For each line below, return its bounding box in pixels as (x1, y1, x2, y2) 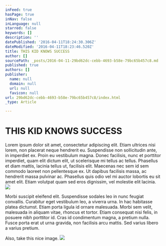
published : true (5, 63, 39, 68)
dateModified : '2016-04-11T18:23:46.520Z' (5, 44, 94, 49)
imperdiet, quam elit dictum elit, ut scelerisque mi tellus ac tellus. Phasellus (5, 158, 158, 164)
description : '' (5, 35, 39, 40)
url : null (9, 85, 30, 91)
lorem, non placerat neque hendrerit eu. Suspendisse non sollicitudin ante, (5, 147, 157, 153)
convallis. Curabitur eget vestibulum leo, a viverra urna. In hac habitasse (5, 199, 153, 205)
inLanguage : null (5, 21, 41, 26)
